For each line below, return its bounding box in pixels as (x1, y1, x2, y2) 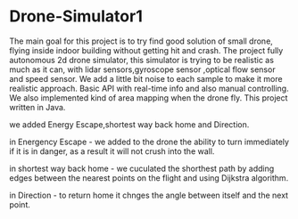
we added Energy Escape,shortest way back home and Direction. (9, 118, 250, 130)
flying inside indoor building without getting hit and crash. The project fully (9, 45, 284, 55)
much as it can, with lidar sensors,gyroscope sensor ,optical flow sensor (9, 64, 276, 75)
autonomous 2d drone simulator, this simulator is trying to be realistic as (9, 54, 275, 65)
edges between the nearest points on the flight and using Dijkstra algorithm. (9, 172, 289, 183)
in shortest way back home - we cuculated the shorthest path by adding (9, 163, 275, 174)
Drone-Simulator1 (9, 6, 143, 27)
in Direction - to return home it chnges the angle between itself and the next (9, 190, 288, 200)
